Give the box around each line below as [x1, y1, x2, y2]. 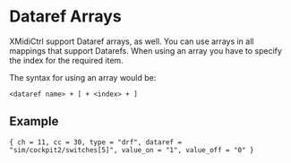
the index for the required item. [9, 55, 124, 65]
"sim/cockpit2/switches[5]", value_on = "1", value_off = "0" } [9, 145, 254, 154]
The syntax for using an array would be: [9, 72, 157, 82]
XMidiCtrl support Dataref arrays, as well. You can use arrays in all [9, 36, 254, 47]
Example [9, 114, 59, 129]
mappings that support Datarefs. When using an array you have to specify [9, 45, 282, 56]
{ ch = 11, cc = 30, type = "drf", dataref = [9, 137, 182, 147]
